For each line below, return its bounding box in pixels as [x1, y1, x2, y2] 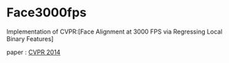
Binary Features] [6, 34, 54, 42]
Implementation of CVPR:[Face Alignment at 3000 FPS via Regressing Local [6, 27, 223, 36]
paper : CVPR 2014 [6, 48, 61, 56]
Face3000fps [6, 5, 87, 21]
